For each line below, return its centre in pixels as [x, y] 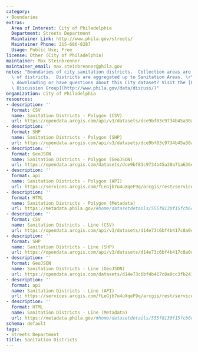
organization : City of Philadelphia [51, 94]
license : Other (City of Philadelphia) [55, 55]
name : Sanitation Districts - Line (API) [63, 291]
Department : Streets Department [51, 34]
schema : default [26, 323]
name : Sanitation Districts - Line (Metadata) [70, 313]
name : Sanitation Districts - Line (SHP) [63, 247]
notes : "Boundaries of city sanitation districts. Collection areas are [99, 72]
